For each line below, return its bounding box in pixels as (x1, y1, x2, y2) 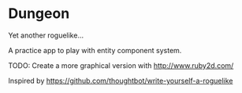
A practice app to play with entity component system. (8, 45, 182, 55)
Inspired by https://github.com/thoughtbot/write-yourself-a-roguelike (8, 76, 233, 85)
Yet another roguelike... (8, 30, 84, 40)
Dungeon (8, 5, 70, 23)
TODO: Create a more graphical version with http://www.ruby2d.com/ (8, 60, 234, 70)
